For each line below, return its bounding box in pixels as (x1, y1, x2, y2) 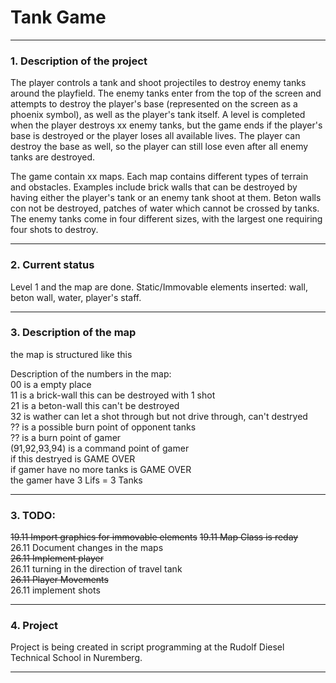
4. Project (10, 619, 59, 633)
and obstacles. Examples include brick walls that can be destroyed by (10, 181, 298, 193)
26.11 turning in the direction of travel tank (10, 563, 183, 575)
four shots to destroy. (10, 224, 99, 236)
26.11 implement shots (10, 584, 101, 596)
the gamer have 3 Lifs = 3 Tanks (10, 474, 143, 486)
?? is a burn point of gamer (10, 431, 122, 443)
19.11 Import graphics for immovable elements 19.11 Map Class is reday (10, 531, 299, 543)
